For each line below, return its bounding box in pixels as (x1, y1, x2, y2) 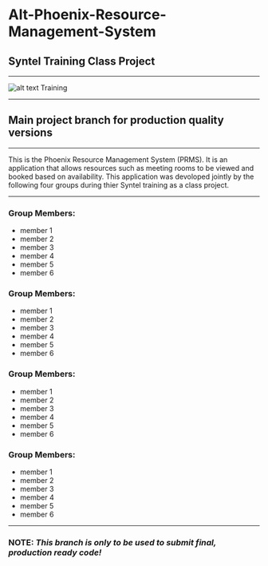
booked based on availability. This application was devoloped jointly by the (8, 172, 254, 181)
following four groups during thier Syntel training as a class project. (8, 180, 230, 189)
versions (8, 126, 53, 140)
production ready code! (8, 547, 102, 558)
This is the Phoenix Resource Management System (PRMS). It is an (8, 154, 228, 164)
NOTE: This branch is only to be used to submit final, (8, 536, 217, 548)
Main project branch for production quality (8, 113, 225, 127)
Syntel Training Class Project (8, 54, 156, 68)
